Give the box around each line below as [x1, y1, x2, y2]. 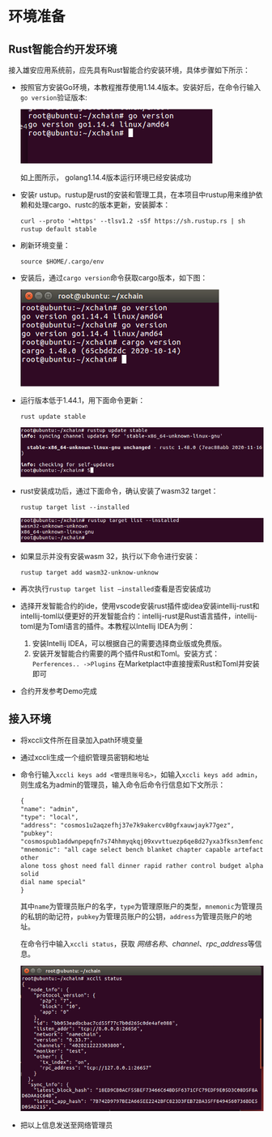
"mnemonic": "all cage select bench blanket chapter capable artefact [19, 845, 264, 853]
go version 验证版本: [19, 92, 87, 102]
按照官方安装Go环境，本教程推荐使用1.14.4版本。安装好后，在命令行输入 [19, 83, 261, 92]
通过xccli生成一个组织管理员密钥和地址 [19, 752, 150, 762]
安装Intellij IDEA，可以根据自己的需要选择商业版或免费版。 [32, 639, 227, 648]
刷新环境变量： [19, 241, 70, 250]
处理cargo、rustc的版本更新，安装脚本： [34, 200, 171, 209]
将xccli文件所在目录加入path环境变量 [19, 735, 143, 745]
